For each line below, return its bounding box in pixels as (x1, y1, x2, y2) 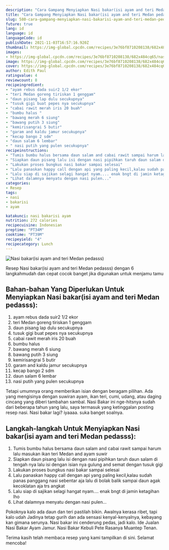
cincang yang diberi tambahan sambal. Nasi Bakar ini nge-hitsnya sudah (6, 399, 155, 405)
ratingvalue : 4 (6, 73, 38, 78)
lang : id (6, 26, 24, 31)
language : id (6, 31, 33, 36)
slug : (6, 17, 17, 22)
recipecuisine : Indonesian (6, 223, 62, 228)
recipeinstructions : (6, 148, 49, 153)
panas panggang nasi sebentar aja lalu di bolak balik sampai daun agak (13, 477, 160, 484)
